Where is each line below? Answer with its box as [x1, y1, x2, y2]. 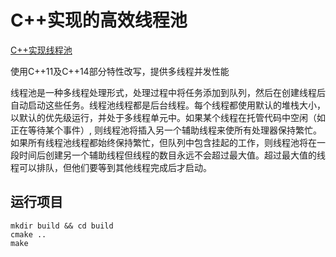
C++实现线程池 [10, 44, 73, 56]
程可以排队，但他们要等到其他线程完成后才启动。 [10, 161, 212, 173]
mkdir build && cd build [10, 221, 114, 231]
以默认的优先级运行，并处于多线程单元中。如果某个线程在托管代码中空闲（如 [10, 111, 326, 123]
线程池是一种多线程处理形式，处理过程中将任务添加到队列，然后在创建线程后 [10, 86, 326, 98]
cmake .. [10, 229, 47, 240]
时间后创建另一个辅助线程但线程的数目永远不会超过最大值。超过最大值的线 [18, 149, 326, 161]
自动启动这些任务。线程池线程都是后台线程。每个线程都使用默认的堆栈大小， [10, 99, 326, 111]
